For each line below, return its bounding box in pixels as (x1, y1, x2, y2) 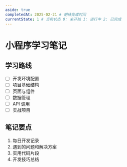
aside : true (5, 7, 30, 13)
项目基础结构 (12, 82, 39, 88)
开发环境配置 (12, 76, 39, 82)
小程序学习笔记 (5, 40, 67, 51)
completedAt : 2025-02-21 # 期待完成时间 (5, 12, 86, 17)
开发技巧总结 (12, 156, 39, 162)
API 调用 (12, 101, 30, 107)
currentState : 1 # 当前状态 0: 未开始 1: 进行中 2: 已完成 (5, 17, 121, 22)
